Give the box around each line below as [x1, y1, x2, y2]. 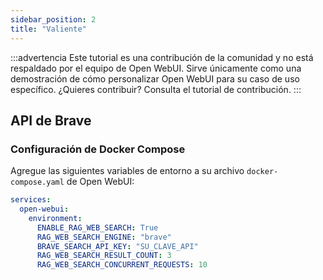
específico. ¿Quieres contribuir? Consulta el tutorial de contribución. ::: [10, 83, 302, 95]
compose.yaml [10, 177, 65, 188]
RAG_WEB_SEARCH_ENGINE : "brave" [36, 232, 172, 242]
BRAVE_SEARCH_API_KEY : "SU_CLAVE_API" [36, 241, 199, 251]
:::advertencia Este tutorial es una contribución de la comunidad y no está [10, 51, 314, 63]
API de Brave [10, 112, 92, 129]
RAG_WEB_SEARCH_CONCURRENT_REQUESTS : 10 [36, 260, 208, 270]
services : [10, 195, 52, 205]
